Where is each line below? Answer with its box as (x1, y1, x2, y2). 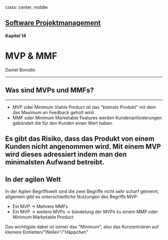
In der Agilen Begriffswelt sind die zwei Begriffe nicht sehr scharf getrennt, (5, 188, 159, 194)
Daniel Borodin (5, 67, 36, 73)
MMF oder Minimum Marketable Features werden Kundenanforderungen (12, 115, 162, 121)
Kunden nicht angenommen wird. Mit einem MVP (5, 142, 161, 151)
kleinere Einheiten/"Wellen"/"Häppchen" (5, 229, 88, 235)
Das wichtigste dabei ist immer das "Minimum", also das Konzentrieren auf (5, 223, 159, 229)
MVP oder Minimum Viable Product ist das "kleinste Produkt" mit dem (12, 104, 156, 110)
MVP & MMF (5, 50, 57, 62)
